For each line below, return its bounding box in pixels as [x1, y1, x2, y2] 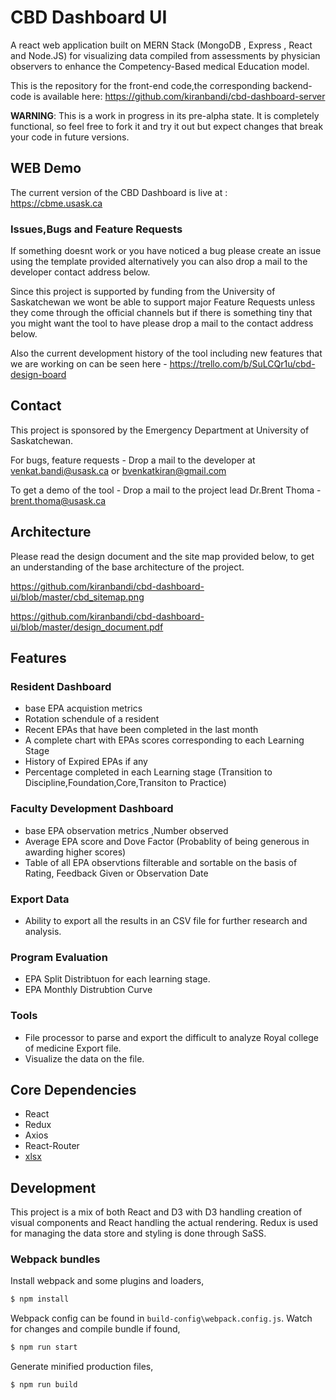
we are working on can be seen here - [10, 358, 168, 370]
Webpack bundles [10, 1252, 101, 1266]
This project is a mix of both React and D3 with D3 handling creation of [10, 1206, 303, 1218]
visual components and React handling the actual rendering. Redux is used [10, 1217, 319, 1229]
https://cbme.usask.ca [10, 197, 103, 209]
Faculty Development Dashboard [10, 802, 174, 816]
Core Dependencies [10, 1081, 137, 1098]
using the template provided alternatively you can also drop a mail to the [10, 256, 308, 268]
